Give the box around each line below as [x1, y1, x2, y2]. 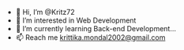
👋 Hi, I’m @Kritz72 [15, 8, 75, 16]
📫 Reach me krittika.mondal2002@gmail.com [15, 33, 166, 42]
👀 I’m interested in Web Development [15, 16, 137, 25]
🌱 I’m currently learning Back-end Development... [15, 24, 176, 33]
